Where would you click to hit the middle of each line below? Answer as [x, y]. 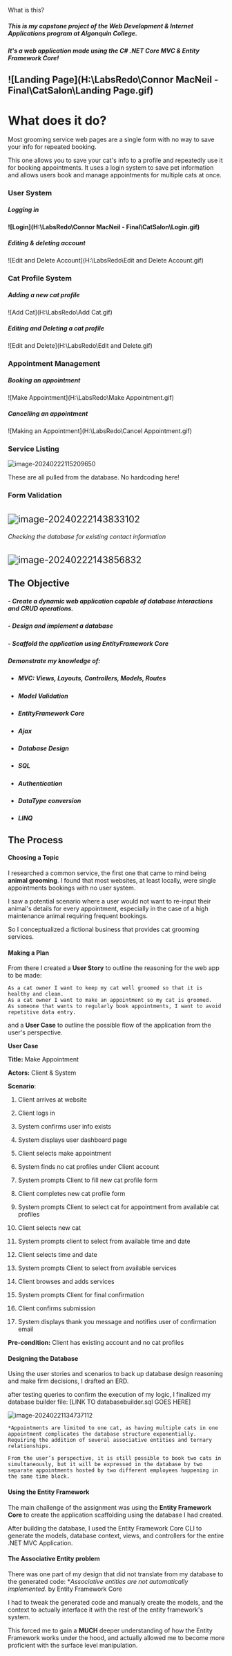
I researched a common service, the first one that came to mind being [107, 873]
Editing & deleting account [47, 243]
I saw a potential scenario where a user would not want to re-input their [109, 901]
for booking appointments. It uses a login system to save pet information [111, 168]
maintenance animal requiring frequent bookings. [78, 916]
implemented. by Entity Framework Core [65, 1589]
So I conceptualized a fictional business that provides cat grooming [104, 929]
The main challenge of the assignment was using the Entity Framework [110, 1507]
